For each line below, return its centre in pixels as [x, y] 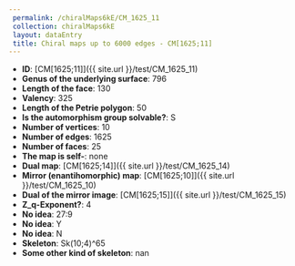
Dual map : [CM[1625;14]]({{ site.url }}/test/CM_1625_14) [126, 166]
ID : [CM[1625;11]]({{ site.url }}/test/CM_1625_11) [110, 69]
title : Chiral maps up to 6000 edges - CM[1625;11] [112, 43]
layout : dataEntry [47, 35]
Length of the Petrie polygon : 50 [84, 108]
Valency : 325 [47, 98]
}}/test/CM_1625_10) [59, 185]
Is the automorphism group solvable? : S [99, 118]
